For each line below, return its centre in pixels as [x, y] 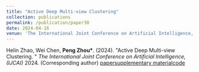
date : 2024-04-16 [28, 28]
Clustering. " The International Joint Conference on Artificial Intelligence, [96, 57]
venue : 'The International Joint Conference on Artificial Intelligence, [100, 34]
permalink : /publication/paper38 [48, 22]
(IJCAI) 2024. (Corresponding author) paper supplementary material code [96, 63]
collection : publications [38, 17]
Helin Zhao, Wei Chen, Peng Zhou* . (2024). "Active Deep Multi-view [91, 50]
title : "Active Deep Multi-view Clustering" [62, 12]
